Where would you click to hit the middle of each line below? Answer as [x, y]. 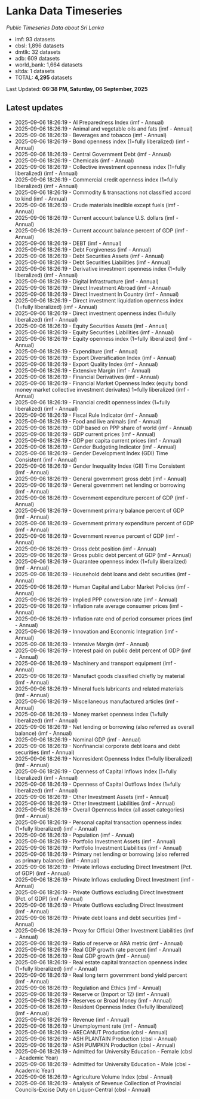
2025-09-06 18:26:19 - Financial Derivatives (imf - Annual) [87, 377]
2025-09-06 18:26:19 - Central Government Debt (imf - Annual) [93, 154]
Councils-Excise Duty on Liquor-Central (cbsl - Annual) [83, 1089]
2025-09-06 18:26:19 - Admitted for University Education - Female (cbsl [104, 1051]
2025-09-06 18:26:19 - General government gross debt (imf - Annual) [101, 479]
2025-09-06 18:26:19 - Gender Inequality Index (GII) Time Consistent [100, 466]
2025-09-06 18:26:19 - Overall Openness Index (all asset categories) [100, 809]
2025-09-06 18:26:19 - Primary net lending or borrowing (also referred [102, 854]
